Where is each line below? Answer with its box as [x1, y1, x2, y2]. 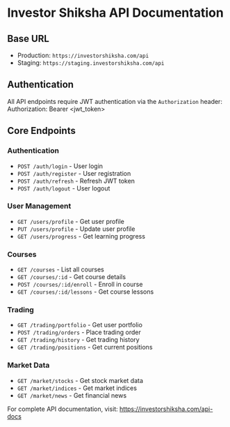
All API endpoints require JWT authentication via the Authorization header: [7, 97, 222, 105]
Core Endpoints [7, 125, 76, 137]
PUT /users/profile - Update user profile [17, 225, 135, 233]
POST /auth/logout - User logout [17, 183, 110, 193]
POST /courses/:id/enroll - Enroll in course [17, 280, 143, 289]
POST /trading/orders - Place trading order [17, 328, 141, 336]
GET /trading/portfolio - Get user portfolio [17, 321, 142, 329]
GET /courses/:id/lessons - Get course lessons [17, 287, 154, 296]
